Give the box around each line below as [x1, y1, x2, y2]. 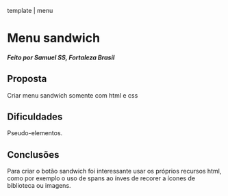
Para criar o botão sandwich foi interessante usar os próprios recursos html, [7, 167, 222, 176]
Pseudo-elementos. [7, 129, 63, 137]
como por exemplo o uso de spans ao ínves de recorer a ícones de [7, 174, 196, 182]
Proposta [7, 73, 47, 85]
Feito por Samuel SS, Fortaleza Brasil [7, 53, 115, 61]
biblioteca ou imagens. [7, 182, 71, 190]
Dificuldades [7, 111, 63, 122]
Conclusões [7, 149, 60, 160]
